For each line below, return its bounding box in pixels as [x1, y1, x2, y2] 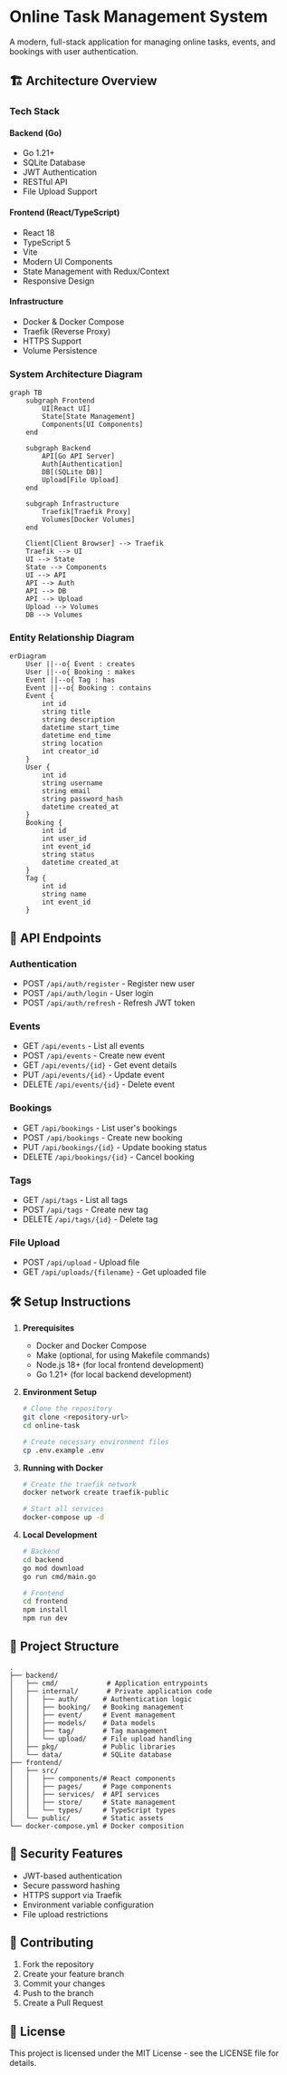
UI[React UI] [42, 404, 91, 413]
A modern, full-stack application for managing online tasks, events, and [9, 36, 276, 47]
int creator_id [42, 747, 100, 756]
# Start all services [22, 1505, 104, 1514]
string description [42, 715, 116, 724]
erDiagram [9, 652, 47, 661]
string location [42, 739, 103, 749]
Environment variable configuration [22, 1899, 154, 1910]
